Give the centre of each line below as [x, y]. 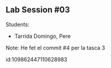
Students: [17, 24]
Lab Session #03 [38, 10]
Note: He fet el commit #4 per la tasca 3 [55, 48]
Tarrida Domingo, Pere [42, 36]
